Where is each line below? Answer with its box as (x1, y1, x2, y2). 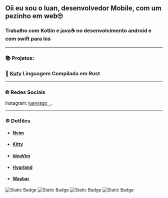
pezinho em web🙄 (5, 12, 63, 21)
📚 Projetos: (5, 55, 34, 62)
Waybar (12, 175, 29, 182)
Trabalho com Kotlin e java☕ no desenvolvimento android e (5, 27, 151, 34)
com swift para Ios (5, 35, 51, 42)
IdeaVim (12, 152, 30, 158)
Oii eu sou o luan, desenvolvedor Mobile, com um (5, 4, 161, 13)
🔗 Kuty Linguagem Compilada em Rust (5, 70, 100, 77)
